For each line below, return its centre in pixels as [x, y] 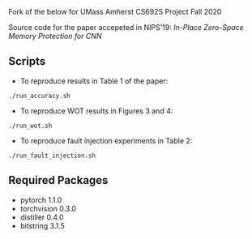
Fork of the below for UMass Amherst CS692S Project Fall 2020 [115, 12]
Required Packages [58, 180]
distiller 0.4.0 [42, 217]
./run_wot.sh [30, 126]
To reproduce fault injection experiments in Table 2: [106, 140]
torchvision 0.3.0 [48, 208]
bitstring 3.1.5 [42, 225]
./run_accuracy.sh [39, 96]
